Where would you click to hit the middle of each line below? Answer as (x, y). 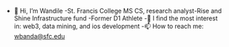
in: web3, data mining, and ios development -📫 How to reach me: (109, 26)
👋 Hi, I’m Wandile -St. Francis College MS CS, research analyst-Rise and (118, 11)
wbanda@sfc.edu (39, 36)
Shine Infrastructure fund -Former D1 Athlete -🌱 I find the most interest (116, 18)
